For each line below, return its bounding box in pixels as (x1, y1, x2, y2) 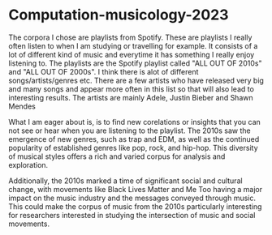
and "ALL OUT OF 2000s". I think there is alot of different (8, 66, 199, 76)
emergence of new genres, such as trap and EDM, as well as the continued (8, 134, 260, 143)
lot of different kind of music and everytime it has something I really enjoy (8, 49, 255, 59)
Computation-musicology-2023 (8, 6, 229, 24)
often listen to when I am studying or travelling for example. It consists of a (8, 41, 258, 50)
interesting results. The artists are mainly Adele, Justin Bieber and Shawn (8, 92, 253, 102)
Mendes (8, 101, 37, 111)
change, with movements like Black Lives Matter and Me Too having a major (8, 184, 262, 194)
